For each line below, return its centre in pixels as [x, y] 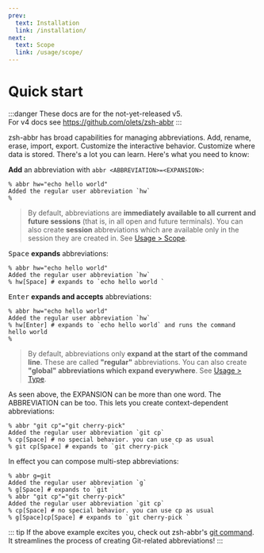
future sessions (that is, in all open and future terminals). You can [135, 221]
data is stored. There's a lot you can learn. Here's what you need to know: [129, 154]
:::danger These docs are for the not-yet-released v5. [95, 113]
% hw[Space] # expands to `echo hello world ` [86, 282]
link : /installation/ [51, 30]
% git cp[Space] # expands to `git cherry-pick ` [92, 446]
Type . [37, 378]
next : [17, 38]
